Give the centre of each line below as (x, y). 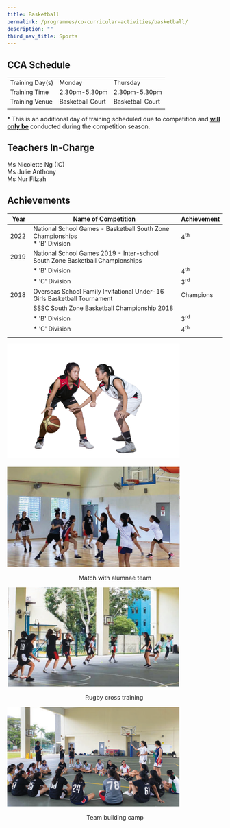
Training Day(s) (32, 82)
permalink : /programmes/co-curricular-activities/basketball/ (98, 22)
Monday (71, 82)
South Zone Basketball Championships (88, 260)
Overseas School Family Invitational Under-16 (99, 291)
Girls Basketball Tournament (73, 298)
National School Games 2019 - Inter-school (96, 253)
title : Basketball (33, 14)
